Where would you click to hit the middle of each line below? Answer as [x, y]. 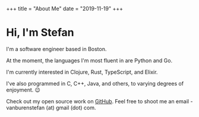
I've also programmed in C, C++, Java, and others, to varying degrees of [95, 83]
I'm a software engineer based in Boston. [56, 49]
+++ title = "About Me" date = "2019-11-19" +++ [65, 9]
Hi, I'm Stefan [40, 33]
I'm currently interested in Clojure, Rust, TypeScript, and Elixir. [82, 72]
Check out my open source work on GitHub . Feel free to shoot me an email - [99, 101]
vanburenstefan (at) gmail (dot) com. [51, 107]
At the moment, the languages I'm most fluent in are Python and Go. [89, 60]
